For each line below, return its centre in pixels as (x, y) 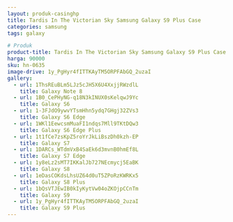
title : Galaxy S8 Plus (53, 182)
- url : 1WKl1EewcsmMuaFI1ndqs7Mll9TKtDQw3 (76, 124)
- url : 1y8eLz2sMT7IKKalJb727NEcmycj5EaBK (76, 163)
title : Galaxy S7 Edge (53, 156)
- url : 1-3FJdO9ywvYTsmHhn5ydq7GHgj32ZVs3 (76, 111)
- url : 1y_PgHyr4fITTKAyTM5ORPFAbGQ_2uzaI (76, 202)
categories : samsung (37, 27)
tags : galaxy (26, 33)
